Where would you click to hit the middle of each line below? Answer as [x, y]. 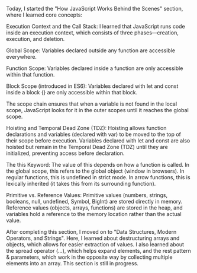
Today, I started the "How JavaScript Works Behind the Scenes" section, [95, 9]
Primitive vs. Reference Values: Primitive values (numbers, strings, [87, 195]
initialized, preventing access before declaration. [65, 153]
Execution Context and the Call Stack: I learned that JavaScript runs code [96, 26]
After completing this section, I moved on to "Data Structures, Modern [91, 232]
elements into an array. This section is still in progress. [72, 263]
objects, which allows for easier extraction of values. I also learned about [95, 245]
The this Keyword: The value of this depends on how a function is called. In [98, 165]
